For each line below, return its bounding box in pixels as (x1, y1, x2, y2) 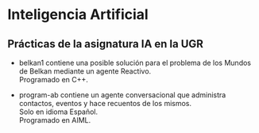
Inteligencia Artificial (7, 6, 149, 24)
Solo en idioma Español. (18, 107, 99, 116)
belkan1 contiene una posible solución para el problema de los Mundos (18, 58, 252, 67)
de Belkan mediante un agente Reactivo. (18, 66, 152, 76)
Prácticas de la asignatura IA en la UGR (7, 37, 204, 51)
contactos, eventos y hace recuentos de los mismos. (18, 99, 192, 108)
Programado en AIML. (18, 116, 91, 124)
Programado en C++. (18, 75, 89, 84)
